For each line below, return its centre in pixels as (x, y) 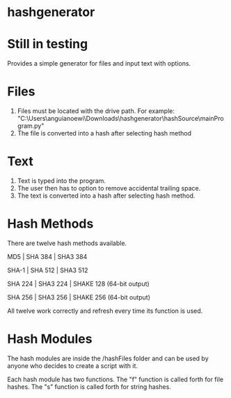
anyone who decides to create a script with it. (72, 366)
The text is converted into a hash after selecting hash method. (106, 196)
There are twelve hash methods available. (67, 243)
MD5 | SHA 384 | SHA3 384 (47, 256)
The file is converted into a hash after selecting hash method (104, 133)
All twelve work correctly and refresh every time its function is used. (105, 311)
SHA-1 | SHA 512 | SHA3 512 (48, 270)
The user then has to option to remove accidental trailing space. (109, 188)
